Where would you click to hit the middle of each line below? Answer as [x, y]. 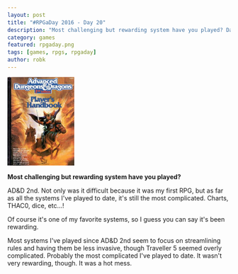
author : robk [27, 60]
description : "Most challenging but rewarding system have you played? [115, 30]
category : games [31, 38]
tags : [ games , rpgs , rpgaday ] [52, 52]
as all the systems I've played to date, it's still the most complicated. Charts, [118, 198]
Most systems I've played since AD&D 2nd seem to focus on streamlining [114, 240]
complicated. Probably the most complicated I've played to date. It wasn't [115, 256]
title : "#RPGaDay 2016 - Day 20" [57, 22]
